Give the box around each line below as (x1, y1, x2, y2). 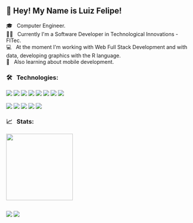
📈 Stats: (6, 118, 34, 126)
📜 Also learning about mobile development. (6, 58, 114, 65)
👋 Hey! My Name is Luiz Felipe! (6, 6, 123, 16)
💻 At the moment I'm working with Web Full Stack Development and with (6, 43, 188, 50)
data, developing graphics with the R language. (6, 51, 121, 59)
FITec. (6, 37, 22, 44)
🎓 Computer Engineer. (6, 22, 66, 29)
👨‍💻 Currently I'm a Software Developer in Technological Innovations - (6, 30, 179, 37)
